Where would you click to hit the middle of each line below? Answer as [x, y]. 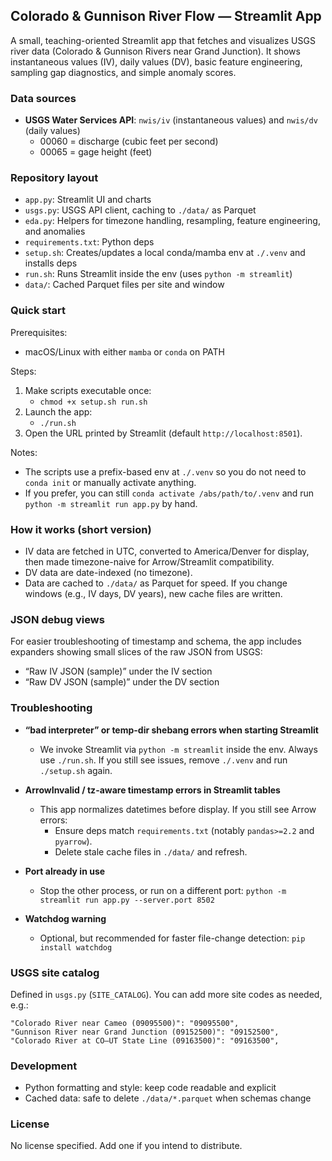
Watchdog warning [65, 918]
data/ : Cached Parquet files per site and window [124, 285]
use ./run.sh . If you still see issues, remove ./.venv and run [163, 760]
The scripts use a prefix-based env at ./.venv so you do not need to [165, 471]
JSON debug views [57, 619]
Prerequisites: [39, 332]
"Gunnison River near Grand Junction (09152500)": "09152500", [145, 1032]
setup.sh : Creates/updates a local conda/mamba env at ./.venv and [165, 253]
